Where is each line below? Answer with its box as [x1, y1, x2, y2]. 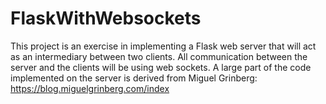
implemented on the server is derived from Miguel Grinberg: [10, 72, 258, 84]
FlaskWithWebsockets [10, 7, 202, 30]
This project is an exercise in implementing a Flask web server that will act [10, 40, 317, 52]
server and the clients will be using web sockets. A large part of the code [10, 61, 312, 73]
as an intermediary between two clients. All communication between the [10, 50, 308, 62]
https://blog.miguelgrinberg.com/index [10, 82, 170, 94]
